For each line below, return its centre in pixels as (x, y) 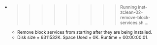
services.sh (132, 22)
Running (128, 7)
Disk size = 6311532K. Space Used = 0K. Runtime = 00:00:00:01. (83, 37)
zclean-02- (131, 12)
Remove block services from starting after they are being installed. (85, 32)
